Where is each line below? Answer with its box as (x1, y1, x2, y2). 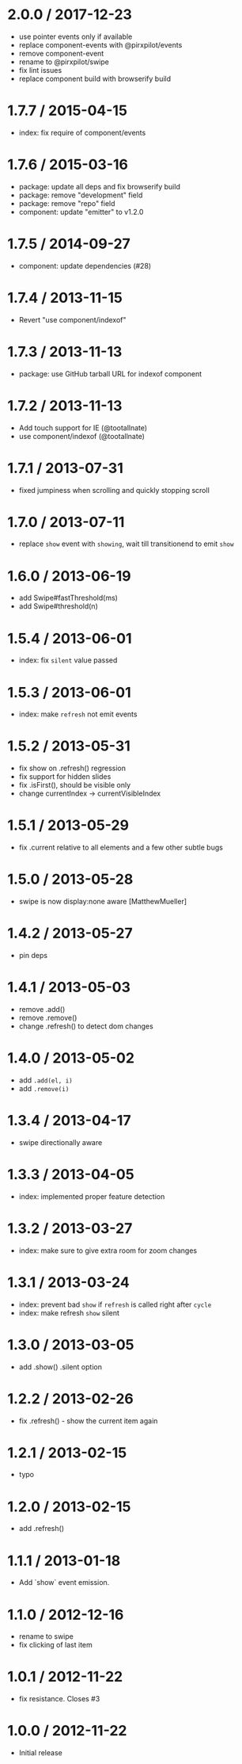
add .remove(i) (18, 1083, 70, 1093)
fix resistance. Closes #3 (18, 1694, 100, 1704)
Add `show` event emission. (18, 1578, 110, 1587)
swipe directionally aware (18, 1137, 103, 1147)
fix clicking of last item (18, 1640, 93, 1650)
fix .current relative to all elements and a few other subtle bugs (18, 842, 223, 853)
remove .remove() (18, 1013, 78, 1022)
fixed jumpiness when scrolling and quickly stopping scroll (18, 485, 210, 494)
